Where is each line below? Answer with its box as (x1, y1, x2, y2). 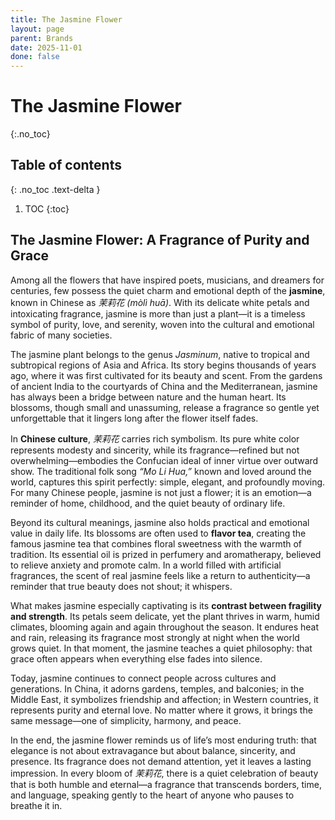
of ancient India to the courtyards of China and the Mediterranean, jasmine (10, 380, 318, 392)
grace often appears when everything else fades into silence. (10, 652, 263, 665)
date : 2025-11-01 (10, 42, 83, 53)
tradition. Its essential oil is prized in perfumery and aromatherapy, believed (10, 548, 322, 560)
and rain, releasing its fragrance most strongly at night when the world (10, 631, 300, 643)
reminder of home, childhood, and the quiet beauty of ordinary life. (10, 497, 286, 509)
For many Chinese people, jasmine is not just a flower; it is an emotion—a (10, 486, 312, 498)
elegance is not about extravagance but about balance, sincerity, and (10, 744, 296, 756)
